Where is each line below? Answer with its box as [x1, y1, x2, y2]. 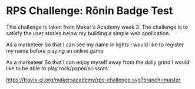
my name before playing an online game [6, 47, 104, 54]
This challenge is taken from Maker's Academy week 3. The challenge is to [6, 23, 189, 30]
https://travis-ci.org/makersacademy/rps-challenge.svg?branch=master [6, 76, 181, 83]
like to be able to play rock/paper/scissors [6, 64, 108, 71]
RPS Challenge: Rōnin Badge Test [6, 4, 173, 18]
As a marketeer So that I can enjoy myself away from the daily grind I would [6, 59, 190, 66]
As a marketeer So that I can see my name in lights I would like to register [6, 41, 184, 48]
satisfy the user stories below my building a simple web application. [6, 29, 171, 36]
